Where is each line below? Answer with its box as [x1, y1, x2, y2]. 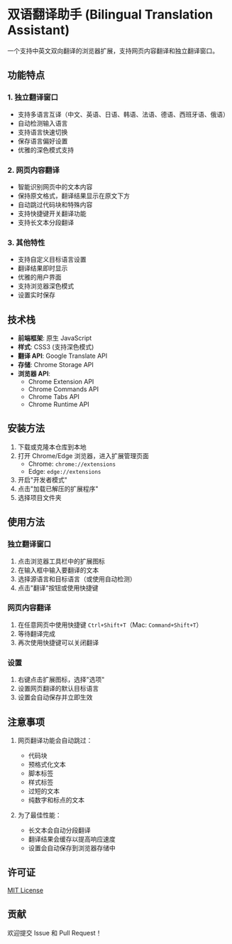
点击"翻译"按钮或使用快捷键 [17, 583, 99, 592]
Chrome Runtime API [28, 400, 90, 409]
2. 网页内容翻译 [7, 165, 60, 175]
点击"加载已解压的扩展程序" [17, 484, 99, 493]
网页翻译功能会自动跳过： [17, 736, 93, 744]
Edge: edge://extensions [28, 467, 101, 475]
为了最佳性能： [17, 810, 62, 819]
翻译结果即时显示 [17, 264, 68, 272]
